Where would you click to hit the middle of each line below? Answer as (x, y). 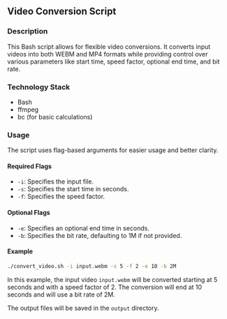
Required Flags (30, 166)
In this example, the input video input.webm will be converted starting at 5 (112, 279)
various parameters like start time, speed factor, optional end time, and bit (113, 61)
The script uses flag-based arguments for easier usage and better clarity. (113, 150)
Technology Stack (39, 87)
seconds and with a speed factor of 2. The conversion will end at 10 (105, 287)
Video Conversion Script (62, 12)
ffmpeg (28, 109)
